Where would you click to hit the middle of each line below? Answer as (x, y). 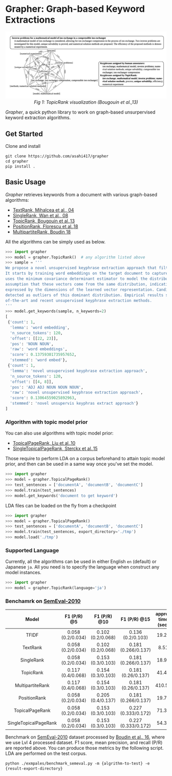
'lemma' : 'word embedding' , (40, 327)
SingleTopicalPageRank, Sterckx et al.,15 (55, 449)
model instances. (24, 573)
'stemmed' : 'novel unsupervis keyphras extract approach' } (74, 404)
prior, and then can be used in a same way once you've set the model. (79, 464)
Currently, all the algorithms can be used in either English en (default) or (81, 562)
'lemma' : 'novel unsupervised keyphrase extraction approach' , (79, 371)
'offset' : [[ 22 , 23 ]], (34, 338)
